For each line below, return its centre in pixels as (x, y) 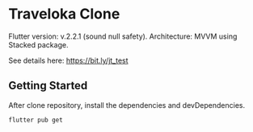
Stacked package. (38, 44)
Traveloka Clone (64, 14)
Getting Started (48, 86)
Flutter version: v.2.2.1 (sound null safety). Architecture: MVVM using (123, 36)
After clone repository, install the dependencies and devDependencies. (126, 105)
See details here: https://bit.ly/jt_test (68, 60)
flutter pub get (36, 120)
